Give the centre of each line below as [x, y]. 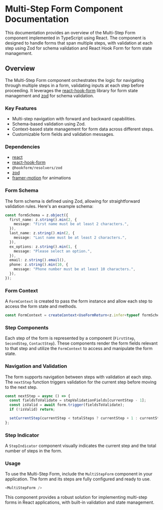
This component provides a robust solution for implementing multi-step [76, 497]
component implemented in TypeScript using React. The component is [76, 38]
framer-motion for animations [41, 178]
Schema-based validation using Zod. [49, 124]
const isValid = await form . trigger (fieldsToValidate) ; [67, 405]
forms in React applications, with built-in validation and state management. [80, 502]
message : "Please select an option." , [53, 251]
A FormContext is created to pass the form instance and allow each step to [79, 301]
